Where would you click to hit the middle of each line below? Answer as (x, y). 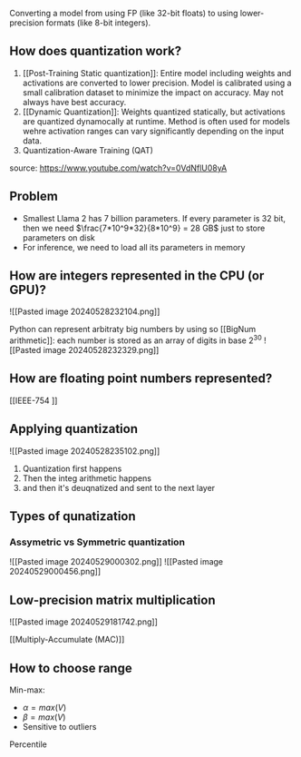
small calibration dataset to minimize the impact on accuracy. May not (153, 92)
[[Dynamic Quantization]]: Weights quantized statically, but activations (154, 112)
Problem (34, 197)
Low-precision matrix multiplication (112, 600)
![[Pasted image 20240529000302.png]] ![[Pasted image (117, 562)
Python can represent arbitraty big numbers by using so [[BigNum (133, 329)
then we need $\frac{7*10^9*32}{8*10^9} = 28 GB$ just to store (144, 228)
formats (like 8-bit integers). (98, 23)
